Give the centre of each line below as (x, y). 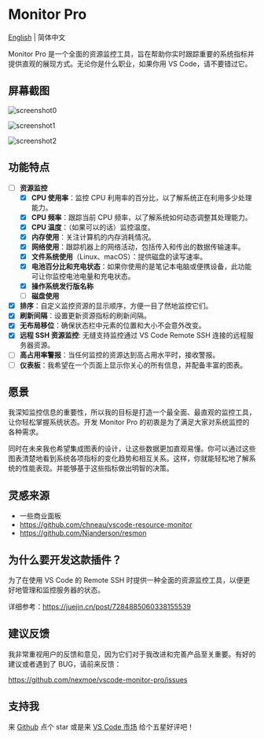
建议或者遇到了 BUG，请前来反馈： (65, 664)
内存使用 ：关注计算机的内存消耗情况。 (93, 236)
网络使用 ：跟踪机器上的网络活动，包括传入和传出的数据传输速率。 (138, 247)
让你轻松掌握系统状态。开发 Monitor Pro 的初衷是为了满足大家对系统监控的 (129, 423)
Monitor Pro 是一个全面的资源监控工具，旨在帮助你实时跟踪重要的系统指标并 (132, 53)
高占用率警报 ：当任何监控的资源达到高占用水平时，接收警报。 (119, 355)
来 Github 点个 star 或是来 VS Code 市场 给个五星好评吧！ (101, 726)
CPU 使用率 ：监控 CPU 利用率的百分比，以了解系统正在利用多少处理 (142, 197)
